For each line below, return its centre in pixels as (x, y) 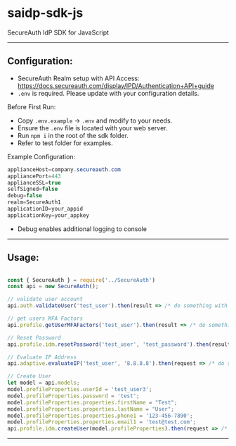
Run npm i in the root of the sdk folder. (73, 135)
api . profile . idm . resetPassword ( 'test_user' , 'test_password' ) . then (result (119, 344)
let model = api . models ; (44, 383)
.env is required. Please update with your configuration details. (108, 93)
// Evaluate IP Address (42, 357)
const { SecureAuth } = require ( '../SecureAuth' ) (81, 280)
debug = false (25, 196)
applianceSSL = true (34, 182)
